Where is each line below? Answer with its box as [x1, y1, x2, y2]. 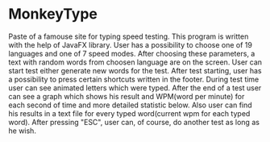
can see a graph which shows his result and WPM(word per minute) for [8, 91, 245, 101]
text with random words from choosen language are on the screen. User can [8, 57, 263, 67]
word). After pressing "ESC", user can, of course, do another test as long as [8, 117, 260, 127]
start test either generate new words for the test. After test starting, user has [8, 65, 262, 75]
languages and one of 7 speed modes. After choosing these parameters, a [8, 48, 255, 58]
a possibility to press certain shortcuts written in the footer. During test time [8, 74, 260, 84]
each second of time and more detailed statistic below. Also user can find [8, 100, 252, 110]
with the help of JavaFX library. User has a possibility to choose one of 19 [8, 40, 252, 49]
